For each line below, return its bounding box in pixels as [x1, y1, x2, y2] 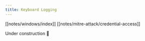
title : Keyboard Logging [5, 7, 57, 12]
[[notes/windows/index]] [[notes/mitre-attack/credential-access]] [5, 21, 140, 27]
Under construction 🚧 [5, 30, 49, 36]
